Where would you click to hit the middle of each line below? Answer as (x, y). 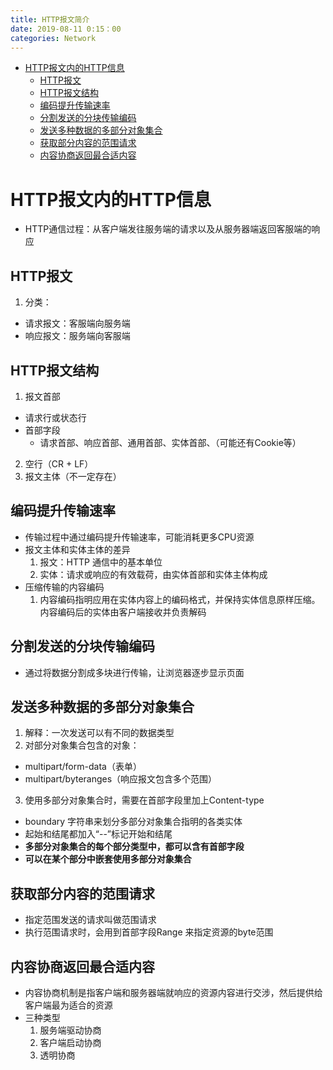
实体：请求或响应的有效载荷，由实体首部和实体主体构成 (153, 574)
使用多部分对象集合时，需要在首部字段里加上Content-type (144, 800)
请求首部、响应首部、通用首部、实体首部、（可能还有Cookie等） (170, 442)
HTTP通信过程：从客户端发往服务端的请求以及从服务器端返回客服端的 (168, 229)
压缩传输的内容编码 (64, 587)
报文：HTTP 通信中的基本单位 (101, 562)
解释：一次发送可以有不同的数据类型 (99, 733)
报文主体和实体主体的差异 (77, 549)
